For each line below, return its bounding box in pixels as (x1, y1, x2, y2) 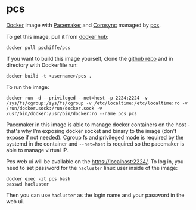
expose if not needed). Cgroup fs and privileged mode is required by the (6, 134, 184, 141)
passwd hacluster (6, 181, 49, 187)
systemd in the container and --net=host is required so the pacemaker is (6, 140, 185, 147)
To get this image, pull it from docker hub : (6, 33, 109, 40)
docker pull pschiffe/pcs (6, 44, 70, 51)
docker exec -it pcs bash (6, 175, 70, 182)
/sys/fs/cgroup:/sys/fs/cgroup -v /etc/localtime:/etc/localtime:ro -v (6, 100, 188, 106)
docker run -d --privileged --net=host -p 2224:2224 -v (6, 95, 148, 101)
